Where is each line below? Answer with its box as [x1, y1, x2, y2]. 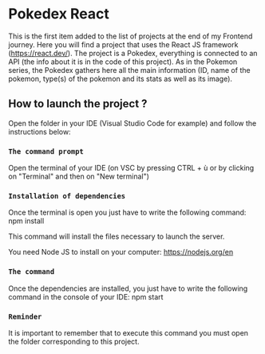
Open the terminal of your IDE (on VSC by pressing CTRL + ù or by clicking [8, 163, 255, 173]
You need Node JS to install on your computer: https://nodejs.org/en [8, 247, 234, 257]
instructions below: [8, 127, 71, 136]
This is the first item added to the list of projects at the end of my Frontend [8, 31, 253, 41]
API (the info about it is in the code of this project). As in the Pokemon [8, 57, 238, 66]
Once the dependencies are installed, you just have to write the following [8, 284, 248, 293]
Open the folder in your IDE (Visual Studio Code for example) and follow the [8, 118, 257, 128]
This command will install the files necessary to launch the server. [8, 231, 225, 241]
